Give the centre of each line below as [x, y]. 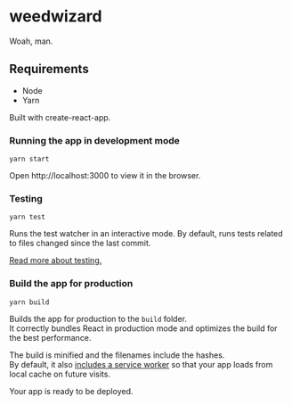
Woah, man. [31, 41]
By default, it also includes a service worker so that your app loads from [141, 364]
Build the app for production [71, 284]
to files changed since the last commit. [80, 244]
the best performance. [50, 337]
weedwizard [56, 17]
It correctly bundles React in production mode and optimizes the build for [143, 328]
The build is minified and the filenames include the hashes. [117, 355]
